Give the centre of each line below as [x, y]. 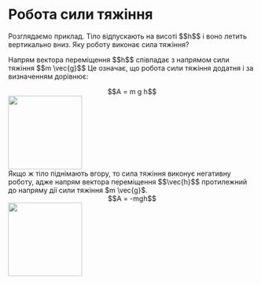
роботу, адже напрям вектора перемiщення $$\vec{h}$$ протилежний [128, 181]
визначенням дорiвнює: [48, 76]
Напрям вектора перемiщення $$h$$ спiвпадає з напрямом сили [119, 60]
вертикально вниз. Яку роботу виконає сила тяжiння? [99, 44]
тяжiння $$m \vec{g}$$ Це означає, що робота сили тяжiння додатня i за [131, 67]
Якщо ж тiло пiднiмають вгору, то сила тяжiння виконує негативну [120, 173]
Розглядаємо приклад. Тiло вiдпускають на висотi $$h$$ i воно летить [128, 36]
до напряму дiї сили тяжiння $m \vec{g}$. [78, 190]
